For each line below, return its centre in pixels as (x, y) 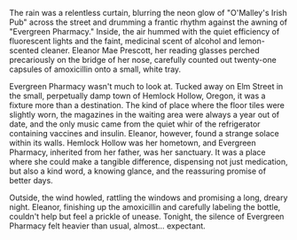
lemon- (252, 41)
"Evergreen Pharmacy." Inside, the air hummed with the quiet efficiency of (145, 31)
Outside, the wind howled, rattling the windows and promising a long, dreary (148, 197)
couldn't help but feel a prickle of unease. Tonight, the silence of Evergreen (147, 217)
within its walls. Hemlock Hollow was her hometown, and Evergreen (133, 143)
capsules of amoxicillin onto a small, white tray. (95, 69)
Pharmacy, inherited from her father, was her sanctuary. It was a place (137, 152)
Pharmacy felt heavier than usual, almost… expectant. (107, 226)
